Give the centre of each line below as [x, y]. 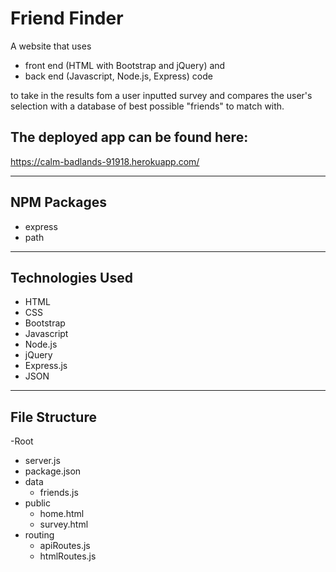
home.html [62, 514]
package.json [53, 471]
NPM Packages [58, 202]
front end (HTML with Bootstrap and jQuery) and [125, 65]
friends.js [59, 493]
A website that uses [51, 46]
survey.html [64, 524]
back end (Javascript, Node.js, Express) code [118, 76]
